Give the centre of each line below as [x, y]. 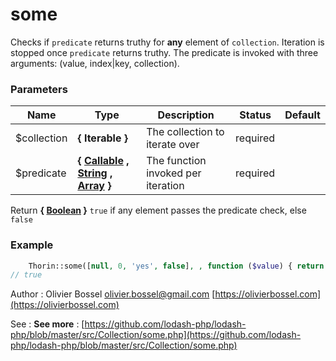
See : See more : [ [47, 324]
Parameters [39, 89]
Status [255, 115]
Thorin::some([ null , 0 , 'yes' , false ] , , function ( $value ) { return [176, 266]
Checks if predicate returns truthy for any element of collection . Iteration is [167, 42]
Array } [94, 186]
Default [302, 115]
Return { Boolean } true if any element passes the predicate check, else [158, 210]
